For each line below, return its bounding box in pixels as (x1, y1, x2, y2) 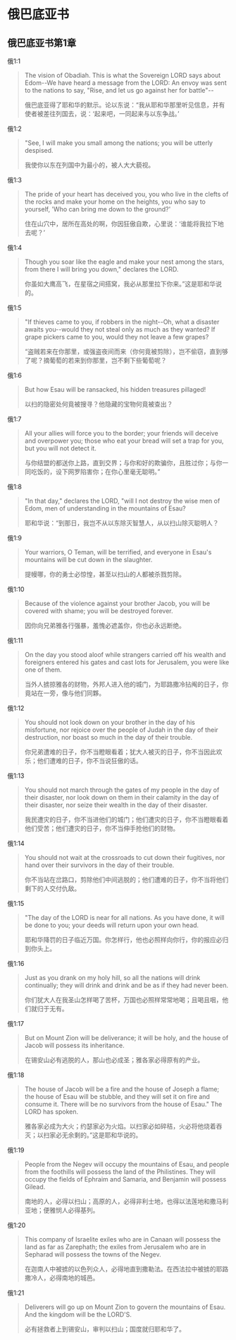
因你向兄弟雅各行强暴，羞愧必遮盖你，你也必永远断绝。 (24, 622, 185, 629)
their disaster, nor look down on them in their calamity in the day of (24, 793, 219, 801)
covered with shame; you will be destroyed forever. (24, 607, 173, 615)
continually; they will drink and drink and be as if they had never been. (24, 981, 229, 989)
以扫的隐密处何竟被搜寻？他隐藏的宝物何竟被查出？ (24, 400, 173, 408)
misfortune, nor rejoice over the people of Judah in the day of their (24, 726, 218, 734)
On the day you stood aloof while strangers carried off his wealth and (24, 651, 227, 658)
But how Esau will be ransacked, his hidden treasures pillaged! (24, 385, 206, 393)
